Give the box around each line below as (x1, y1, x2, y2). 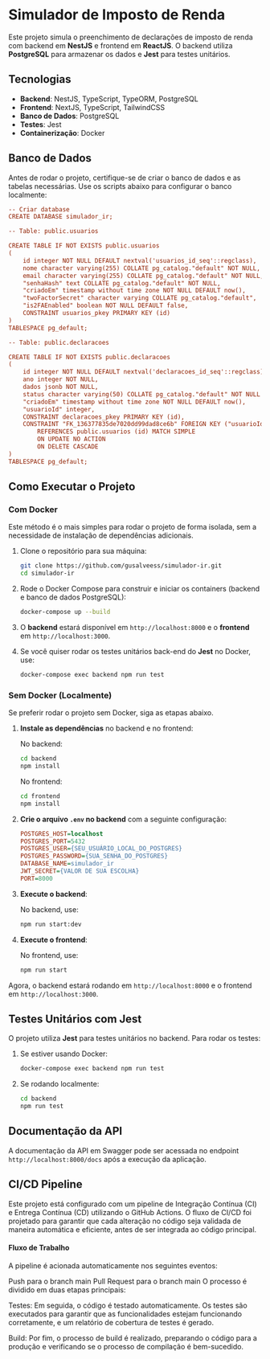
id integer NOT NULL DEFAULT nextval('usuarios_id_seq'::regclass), (22, 256, 257, 264)
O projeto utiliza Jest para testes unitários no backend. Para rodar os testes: (8, 1034, 261, 1043)
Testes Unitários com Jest (8, 1012, 142, 1025)
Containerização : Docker (19, 128, 105, 137)
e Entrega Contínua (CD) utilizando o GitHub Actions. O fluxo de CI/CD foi (8, 1207, 252, 1217)
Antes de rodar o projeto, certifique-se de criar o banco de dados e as (8, 173, 241, 182)
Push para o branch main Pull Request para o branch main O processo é (8, 1276, 247, 1286)
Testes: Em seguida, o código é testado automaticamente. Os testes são (8, 1300, 247, 1310)
